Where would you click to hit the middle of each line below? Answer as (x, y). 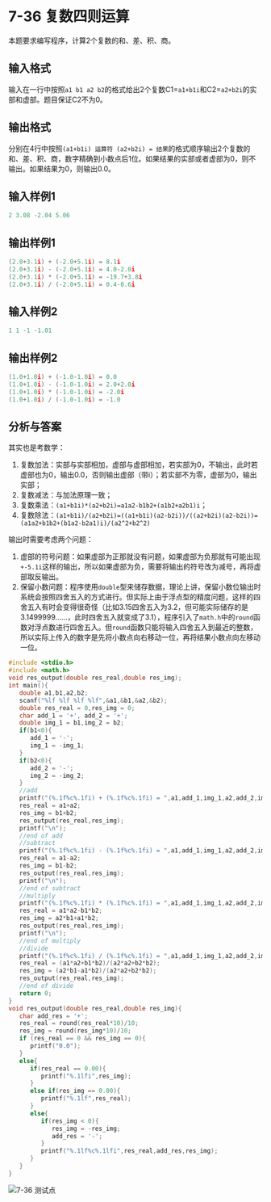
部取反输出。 (41, 577)
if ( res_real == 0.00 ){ (68, 1068)
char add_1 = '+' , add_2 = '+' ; (73, 716)
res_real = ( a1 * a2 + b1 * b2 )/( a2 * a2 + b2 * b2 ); (90, 963)
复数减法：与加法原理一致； (66, 495)
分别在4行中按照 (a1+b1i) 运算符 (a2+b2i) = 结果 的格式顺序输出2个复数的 (129, 148)
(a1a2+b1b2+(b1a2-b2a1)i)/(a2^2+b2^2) (85, 523)
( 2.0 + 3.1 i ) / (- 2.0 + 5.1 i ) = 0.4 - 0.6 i (72, 284)
